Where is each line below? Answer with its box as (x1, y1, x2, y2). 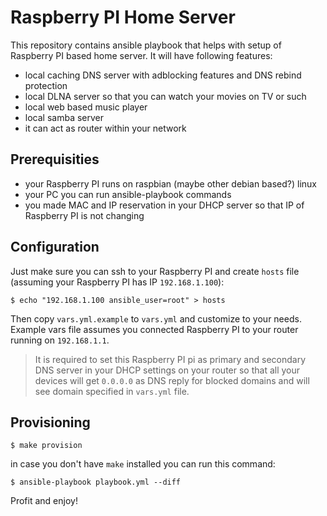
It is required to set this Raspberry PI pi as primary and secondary (34, 353, 307, 365)
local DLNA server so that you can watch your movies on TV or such (24, 90, 307, 102)
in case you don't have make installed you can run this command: (10, 458, 276, 470)
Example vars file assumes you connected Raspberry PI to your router (10, 323, 299, 335)
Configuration (10, 239, 100, 256)
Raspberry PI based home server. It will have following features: (10, 49, 273, 61)
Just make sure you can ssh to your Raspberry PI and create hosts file (10, 265, 300, 277)
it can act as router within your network (24, 122, 187, 134)
